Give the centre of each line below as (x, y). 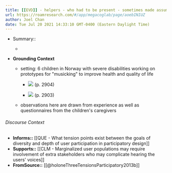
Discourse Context (25, 122)
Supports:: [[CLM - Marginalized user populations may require (79, 149)
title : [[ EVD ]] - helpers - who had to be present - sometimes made (80, 10)
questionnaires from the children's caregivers (68, 111)
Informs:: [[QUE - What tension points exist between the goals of (82, 138)
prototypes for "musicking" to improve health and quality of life (87, 74)
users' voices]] (28, 160)
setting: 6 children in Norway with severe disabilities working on (88, 69)
